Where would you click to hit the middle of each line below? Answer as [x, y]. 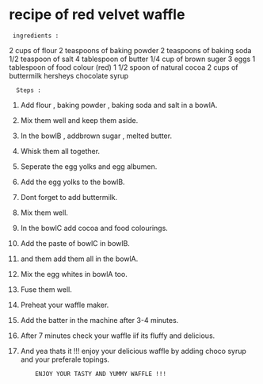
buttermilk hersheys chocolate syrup [69, 75]
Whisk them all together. [60, 151]
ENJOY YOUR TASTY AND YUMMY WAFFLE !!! [101, 374]
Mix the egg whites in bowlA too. [74, 274]
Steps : [29, 90]
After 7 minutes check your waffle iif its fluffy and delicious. [118, 336]
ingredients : [36, 36]
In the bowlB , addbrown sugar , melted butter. [96, 136]
